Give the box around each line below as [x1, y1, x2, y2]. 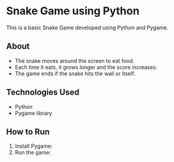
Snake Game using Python [6, 4, 140, 18]
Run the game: [14, 149, 51, 156]
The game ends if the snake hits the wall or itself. [14, 70, 136, 77]
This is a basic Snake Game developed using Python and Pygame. [6, 24, 169, 31]
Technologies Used [6, 87, 79, 97]
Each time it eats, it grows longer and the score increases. [14, 63, 158, 71]
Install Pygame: [14, 142, 52, 150]
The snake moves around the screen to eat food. [14, 57, 135, 64]
